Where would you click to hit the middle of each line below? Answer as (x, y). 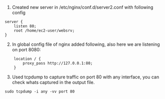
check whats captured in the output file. (53, 82)
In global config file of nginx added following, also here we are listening (86, 44)
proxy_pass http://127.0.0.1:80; (58, 63)
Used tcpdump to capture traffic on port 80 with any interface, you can (86, 77)
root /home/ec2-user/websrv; (44, 31)
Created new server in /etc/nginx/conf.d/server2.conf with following (82, 7)
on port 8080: (26, 49)
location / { (27, 59)
